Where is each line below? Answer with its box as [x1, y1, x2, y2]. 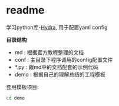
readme [6, 4, 45, 17]
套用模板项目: [6, 83, 39, 90]
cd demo [6, 95, 25, 101]
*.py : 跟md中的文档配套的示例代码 [14, 63, 98, 71]
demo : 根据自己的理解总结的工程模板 [14, 71, 106, 78]
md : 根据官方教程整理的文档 [14, 48, 84, 56]
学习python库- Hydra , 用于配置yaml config [6, 24, 108, 31]
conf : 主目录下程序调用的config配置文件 [14, 56, 113, 63]
